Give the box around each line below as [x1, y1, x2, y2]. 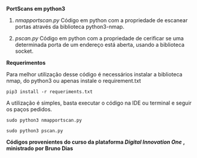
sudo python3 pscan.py [6, 128, 63, 134]
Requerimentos [6, 59, 46, 66]
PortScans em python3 [6, 5, 66, 12]
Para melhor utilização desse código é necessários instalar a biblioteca [6, 71, 183, 77]
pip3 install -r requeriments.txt [6, 89, 93, 95]
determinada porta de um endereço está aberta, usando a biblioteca [14, 41, 185, 48]
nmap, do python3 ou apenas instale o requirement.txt [6, 77, 142, 84]
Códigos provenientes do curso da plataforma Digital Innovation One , [6, 138, 185, 145]
